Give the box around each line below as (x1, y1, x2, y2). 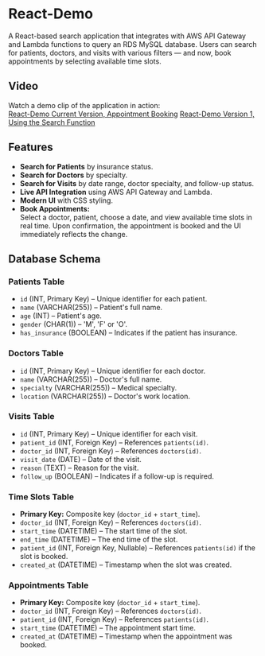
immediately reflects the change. (19, 229, 128, 239)
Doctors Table (8, 347, 64, 359)
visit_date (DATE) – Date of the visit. (19, 454, 142, 464)
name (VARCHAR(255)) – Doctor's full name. (19, 375, 162, 384)
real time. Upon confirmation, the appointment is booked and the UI (19, 220, 241, 231)
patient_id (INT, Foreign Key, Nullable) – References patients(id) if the (19, 543, 256, 553)
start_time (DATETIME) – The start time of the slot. (19, 526, 188, 536)
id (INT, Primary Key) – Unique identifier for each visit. (19, 429, 198, 438)
